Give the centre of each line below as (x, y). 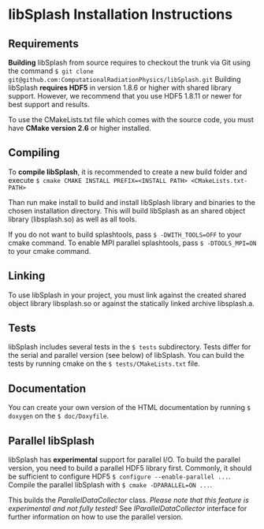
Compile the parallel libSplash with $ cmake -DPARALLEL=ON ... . (110, 485)
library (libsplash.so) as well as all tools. (73, 219)
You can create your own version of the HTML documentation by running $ (129, 408)
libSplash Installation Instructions (121, 15)
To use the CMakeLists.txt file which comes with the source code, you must (131, 119)
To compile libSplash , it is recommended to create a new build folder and (128, 172)
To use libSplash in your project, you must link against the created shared (127, 295)
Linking (27, 276)
